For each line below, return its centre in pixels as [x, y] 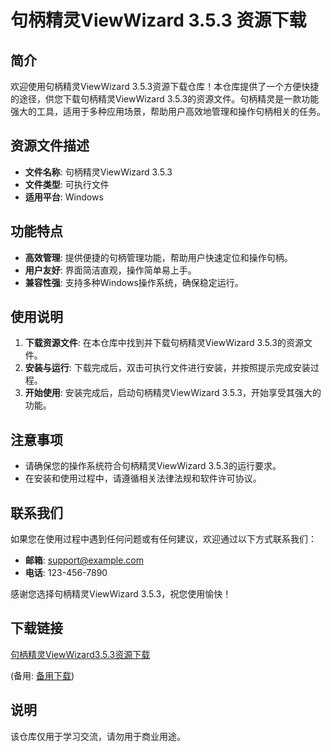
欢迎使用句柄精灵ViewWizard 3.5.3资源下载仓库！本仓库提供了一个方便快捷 [165, 86]
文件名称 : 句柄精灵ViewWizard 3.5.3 [98, 172]
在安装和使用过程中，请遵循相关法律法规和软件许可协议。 [143, 478]
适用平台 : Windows [64, 197]
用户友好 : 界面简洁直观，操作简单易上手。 [110, 270]
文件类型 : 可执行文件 [67, 184]
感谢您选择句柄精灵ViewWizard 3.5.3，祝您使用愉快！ [121, 594]
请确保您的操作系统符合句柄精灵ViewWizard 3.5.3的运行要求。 [153, 466]
